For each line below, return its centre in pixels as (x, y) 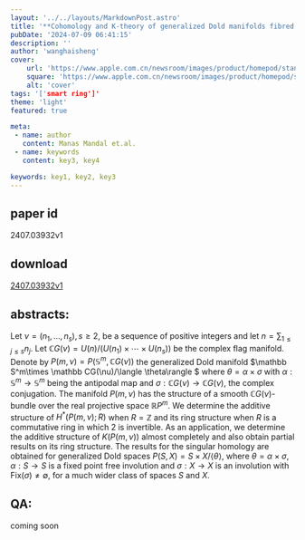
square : (41, 77)
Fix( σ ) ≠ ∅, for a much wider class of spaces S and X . (110, 476)
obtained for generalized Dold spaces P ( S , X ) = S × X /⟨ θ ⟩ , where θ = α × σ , (150, 456)
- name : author (43, 135)
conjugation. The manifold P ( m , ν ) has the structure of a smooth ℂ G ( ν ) (141, 393)
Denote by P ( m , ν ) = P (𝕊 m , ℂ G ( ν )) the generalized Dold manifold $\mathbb (149, 361)
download (39, 264)
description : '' (41, 43)
